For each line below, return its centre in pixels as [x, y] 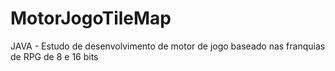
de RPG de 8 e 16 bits [54, 56]
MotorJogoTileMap [91, 18]
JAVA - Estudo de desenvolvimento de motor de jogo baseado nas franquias [168, 46]
